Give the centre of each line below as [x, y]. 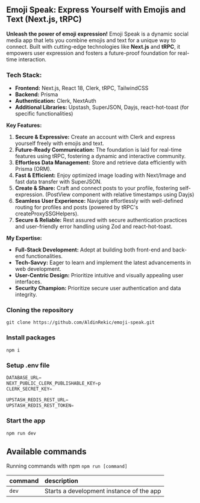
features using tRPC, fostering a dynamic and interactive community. [100, 156]
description [61, 481]
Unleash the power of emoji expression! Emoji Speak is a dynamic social [97, 34]
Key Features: [24, 125]
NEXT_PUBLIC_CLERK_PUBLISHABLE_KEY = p [54, 383]
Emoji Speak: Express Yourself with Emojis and [96, 10]
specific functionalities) [44, 114]
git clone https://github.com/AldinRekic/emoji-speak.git [80, 322]
